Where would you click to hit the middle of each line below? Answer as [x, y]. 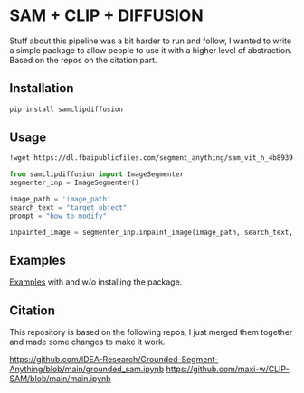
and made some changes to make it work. [87, 342]
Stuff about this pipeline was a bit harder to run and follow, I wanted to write [151, 41]
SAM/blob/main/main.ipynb [60, 379]
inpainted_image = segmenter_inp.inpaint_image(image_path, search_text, [152, 232]
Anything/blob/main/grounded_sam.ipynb [87, 369]
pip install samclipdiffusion [66, 109]
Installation [42, 88]
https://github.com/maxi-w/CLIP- [228, 369]
